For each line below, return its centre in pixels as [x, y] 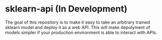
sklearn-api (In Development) [66, 9]
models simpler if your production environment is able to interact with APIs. [81, 32]
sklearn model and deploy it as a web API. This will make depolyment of [78, 27]
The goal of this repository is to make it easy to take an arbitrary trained [78, 22]
